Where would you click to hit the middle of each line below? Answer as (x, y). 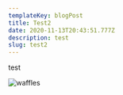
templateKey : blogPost (46, 15)
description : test (38, 38)
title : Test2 (30, 23)
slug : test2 (28, 45)
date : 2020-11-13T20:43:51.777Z (61, 30)
